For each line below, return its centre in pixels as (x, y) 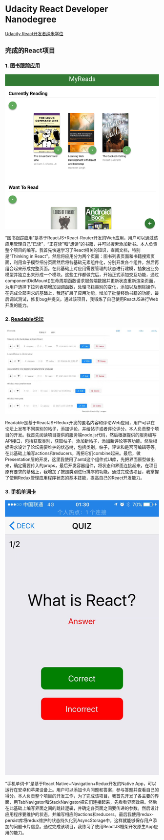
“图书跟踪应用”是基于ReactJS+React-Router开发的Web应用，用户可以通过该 (82, 238)
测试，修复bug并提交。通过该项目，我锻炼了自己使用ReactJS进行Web (88, 299)
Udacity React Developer (57, 9)
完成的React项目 (30, 51)
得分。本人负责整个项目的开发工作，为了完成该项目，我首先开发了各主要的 (80, 796)
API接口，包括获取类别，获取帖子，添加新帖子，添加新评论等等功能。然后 (79, 441)
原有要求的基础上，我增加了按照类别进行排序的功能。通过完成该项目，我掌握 (82, 472)
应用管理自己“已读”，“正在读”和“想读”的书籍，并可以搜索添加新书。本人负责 (81, 244)
